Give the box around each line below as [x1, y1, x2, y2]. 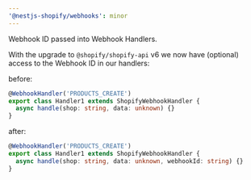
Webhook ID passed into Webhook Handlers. [8, 34, 157, 44]
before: [8, 73, 33, 83]
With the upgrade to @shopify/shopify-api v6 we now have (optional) [8, 49, 240, 59]
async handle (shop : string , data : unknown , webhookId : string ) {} [15, 157, 244, 165]
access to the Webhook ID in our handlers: [8, 58, 150, 68]
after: [8, 127, 27, 136]
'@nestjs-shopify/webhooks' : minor [8, 11, 128, 20]
